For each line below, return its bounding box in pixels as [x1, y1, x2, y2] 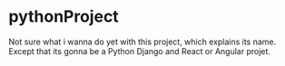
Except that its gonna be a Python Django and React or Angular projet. [8, 45, 271, 56]
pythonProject [8, 6, 119, 27]
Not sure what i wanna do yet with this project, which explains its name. [8, 36, 277, 47]
